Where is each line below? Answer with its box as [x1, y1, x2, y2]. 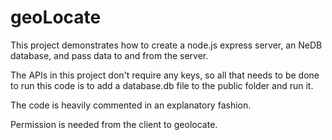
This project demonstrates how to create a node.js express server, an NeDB [10, 39, 323, 51]
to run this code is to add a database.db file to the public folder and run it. [10, 79, 314, 91]
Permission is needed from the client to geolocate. [10, 118, 218, 130]
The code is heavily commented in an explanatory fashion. [10, 99, 252, 111]
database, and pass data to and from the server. [10, 49, 209, 61]
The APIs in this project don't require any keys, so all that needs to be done [10, 69, 320, 81]
